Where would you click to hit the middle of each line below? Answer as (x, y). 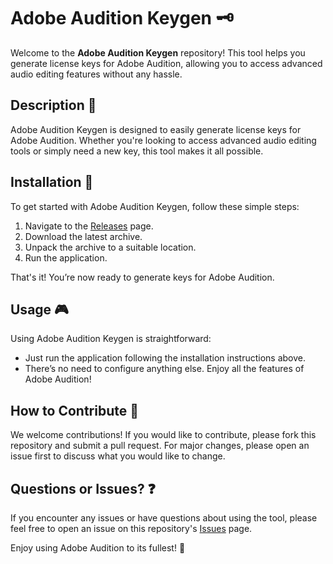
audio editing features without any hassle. (96, 74)
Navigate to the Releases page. (89, 226)
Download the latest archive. (83, 236)
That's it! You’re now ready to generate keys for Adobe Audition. (142, 277)
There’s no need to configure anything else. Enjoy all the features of (164, 369)
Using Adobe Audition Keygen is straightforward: (111, 339)
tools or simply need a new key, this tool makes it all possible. (137, 151)
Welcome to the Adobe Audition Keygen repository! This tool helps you (158, 52)
